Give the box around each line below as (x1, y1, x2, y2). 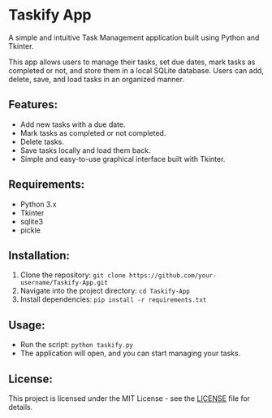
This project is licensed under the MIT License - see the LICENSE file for (8, 394, 250, 403)
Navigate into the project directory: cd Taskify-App (19, 286, 191, 296)
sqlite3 (19, 216, 43, 226)
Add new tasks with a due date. (19, 120, 126, 129)
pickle (19, 225, 41, 235)
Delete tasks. (19, 137, 65, 146)
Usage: (8, 318, 46, 332)
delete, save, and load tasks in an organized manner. (8, 74, 185, 84)
